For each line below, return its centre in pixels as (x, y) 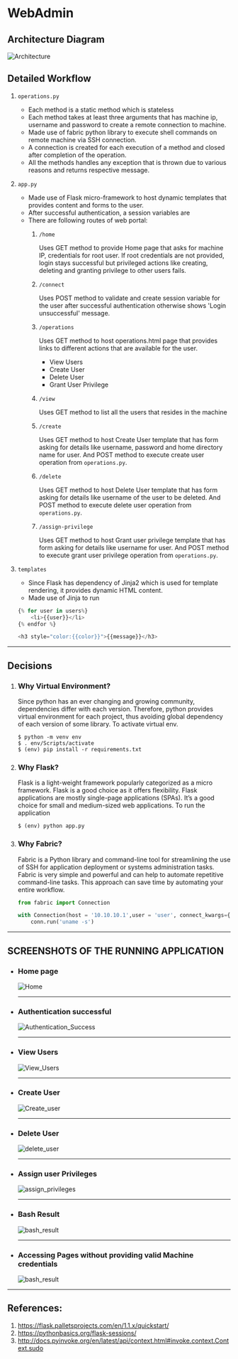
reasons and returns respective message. (89, 170)
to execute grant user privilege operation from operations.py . (128, 555)
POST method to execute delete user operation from (115, 505)
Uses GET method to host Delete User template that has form (128, 490)
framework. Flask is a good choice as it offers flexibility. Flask (107, 790)
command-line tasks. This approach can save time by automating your (120, 882)
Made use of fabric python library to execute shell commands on (123, 132)
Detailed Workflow (49, 79)
